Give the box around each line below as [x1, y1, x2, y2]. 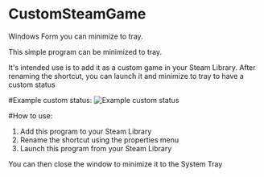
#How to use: [8, 110, 53, 121]
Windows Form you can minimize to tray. [8, 31, 143, 41]
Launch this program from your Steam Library [19, 143, 172, 153]
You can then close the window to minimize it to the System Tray [8, 158, 223, 169]
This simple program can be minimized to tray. [8, 47, 163, 56]
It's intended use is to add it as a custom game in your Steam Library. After [8, 62, 256, 72]
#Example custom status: [8, 95, 93, 105]
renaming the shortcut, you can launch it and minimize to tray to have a [8, 71, 244, 80]
